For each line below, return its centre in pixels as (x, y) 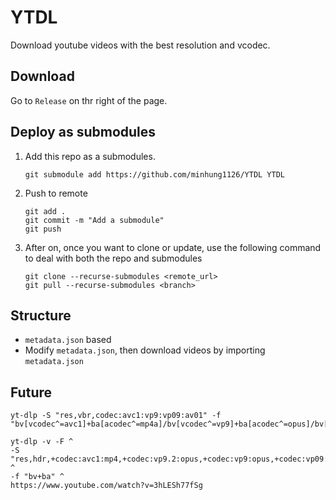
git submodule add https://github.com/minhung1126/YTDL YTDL (155, 174)
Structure (41, 315)
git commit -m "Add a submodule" (94, 220)
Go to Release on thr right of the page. (89, 100)
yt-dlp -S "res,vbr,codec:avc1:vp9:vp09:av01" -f (116, 416)
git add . (45, 211)
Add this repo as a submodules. (90, 156)
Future (31, 392)
